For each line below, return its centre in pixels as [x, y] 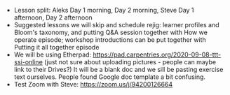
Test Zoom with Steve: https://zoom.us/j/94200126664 [93, 84]
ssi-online [28, 62]
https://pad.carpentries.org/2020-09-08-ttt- [157, 54]
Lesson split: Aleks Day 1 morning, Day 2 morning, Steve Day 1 [104, 10]
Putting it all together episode [56, 47]
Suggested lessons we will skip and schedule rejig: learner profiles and [116, 25]
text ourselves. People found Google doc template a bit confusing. [109, 77]
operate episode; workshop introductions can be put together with [110, 40]
